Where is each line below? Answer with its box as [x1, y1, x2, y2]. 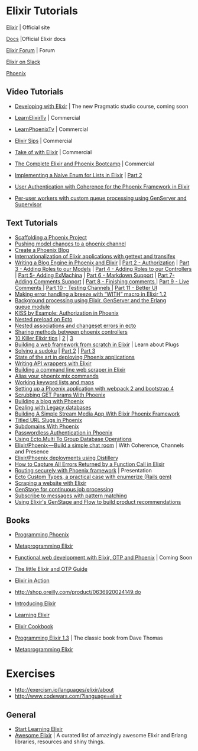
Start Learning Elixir [14, 726, 63, 733]
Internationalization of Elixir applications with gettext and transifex [14, 253, 176, 260]
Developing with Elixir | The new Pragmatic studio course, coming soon [14, 103, 189, 110]
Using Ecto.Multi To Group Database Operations [14, 435, 132, 442]
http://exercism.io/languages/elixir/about [14, 686, 114, 694]
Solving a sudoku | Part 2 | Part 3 [14, 347, 96, 354]
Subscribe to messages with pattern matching [14, 492, 127, 499]
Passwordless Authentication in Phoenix [14, 429, 113, 436]
